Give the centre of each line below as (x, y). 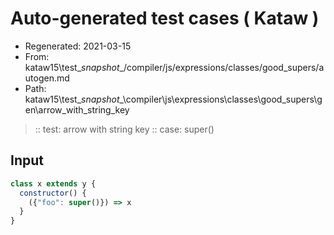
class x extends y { (53, 183)
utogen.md (47, 78)
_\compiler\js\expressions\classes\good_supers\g (221, 99)
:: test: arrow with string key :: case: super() (124, 129)
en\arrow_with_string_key (77, 109)
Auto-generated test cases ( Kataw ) (165, 18)
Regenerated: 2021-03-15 (78, 46)
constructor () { (53, 193)
